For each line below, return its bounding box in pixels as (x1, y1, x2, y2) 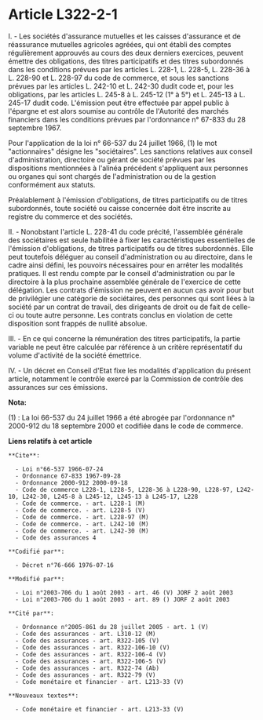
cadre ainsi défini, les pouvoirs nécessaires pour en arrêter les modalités (8, 260, 243, 270)
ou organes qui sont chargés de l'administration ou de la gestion (8, 171, 217, 181)
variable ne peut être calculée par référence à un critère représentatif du (8, 342, 243, 351)
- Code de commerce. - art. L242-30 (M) (15, 527, 149, 535)
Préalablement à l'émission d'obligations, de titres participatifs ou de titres (8, 195, 248, 205)
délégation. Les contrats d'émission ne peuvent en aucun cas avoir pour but (8, 285, 254, 295)
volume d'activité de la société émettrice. (8, 351, 141, 360)
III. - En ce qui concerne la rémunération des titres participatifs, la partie (8, 333, 241, 343)
